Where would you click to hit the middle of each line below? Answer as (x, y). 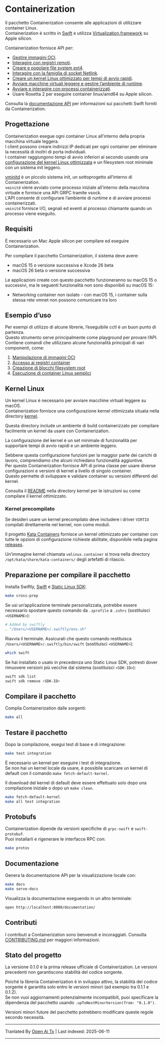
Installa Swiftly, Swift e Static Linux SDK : (46, 587)
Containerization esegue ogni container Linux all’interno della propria (75, 136)
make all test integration (33, 802)
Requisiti (19, 229)
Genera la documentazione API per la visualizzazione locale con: (70, 875)
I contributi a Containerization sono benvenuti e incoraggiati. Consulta (76, 934)
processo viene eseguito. (31, 213)
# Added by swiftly (25, 625)
